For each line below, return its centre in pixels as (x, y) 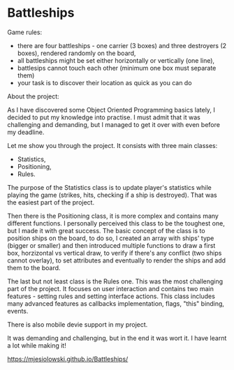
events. (18, 311)
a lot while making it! (37, 345)
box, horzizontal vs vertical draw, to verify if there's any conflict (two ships (115, 253)
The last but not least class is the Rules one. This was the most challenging (115, 281)
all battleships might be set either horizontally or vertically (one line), (116, 60)
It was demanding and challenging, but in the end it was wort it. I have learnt (117, 338)
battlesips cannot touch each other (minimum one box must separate (117, 68)
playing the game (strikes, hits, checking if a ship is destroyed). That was (112, 195)
